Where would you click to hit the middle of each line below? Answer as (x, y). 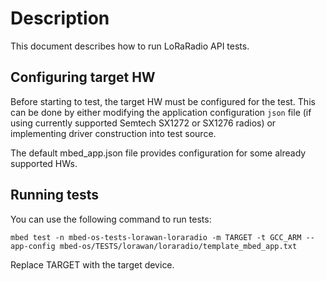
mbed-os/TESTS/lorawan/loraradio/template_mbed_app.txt (178, 246)
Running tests (55, 195)
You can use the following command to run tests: (111, 219)
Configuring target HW (83, 77)
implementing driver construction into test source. (113, 133)
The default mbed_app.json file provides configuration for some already (158, 153)
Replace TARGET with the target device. (92, 264)
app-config (33, 246)
